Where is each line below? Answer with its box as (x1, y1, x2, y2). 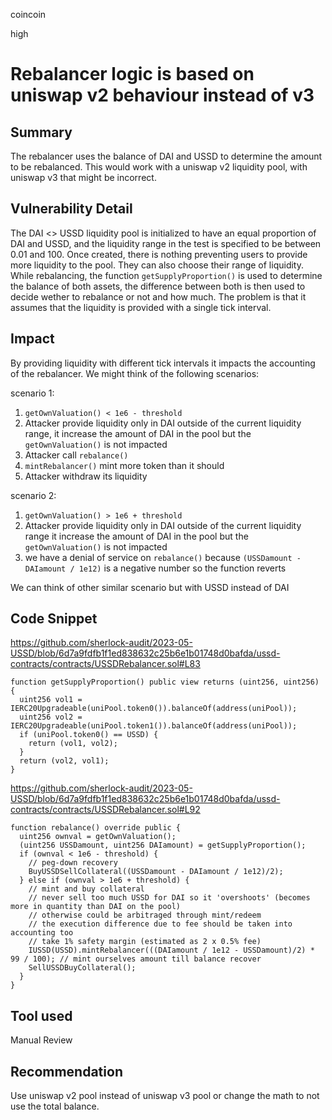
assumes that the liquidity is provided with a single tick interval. (10, 301, 272, 313)
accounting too (10, 928, 74, 938)
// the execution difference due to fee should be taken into (28, 919, 293, 929)
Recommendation (10, 1063, 123, 1080)
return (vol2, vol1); (19, 756, 110, 766)
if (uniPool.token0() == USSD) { (19, 730, 159, 740)
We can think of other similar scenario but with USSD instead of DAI (10, 581, 290, 593)
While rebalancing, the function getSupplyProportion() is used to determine (10, 269, 323, 281)
